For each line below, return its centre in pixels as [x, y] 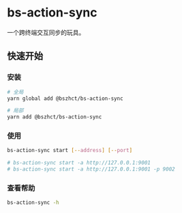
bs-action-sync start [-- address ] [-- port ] [70, 151]
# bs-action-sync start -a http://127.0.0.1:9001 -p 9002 [91, 169]
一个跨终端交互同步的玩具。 [46, 32]
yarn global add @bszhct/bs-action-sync [65, 98]
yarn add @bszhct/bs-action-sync [55, 117]
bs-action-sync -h [33, 203]
